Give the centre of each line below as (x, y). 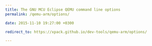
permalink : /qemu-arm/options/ (37, 14)
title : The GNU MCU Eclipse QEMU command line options (63, 10)
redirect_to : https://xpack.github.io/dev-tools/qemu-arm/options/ (76, 32)
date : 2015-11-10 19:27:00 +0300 (40, 23)
